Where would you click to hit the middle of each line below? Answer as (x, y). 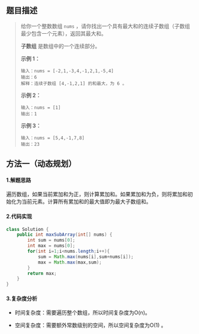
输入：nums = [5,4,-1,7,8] (52, 138)
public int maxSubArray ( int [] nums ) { (65, 235)
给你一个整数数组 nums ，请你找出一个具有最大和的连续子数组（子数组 (105, 26)
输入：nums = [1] (41, 107)
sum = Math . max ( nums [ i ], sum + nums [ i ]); (86, 256)
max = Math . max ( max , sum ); (70, 262)
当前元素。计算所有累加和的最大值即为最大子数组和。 (86, 202)
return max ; (42, 273)
